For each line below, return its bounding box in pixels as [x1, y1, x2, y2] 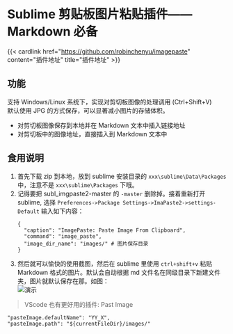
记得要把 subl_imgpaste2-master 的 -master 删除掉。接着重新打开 [17, 189, 206, 198]
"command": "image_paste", [24, 232, 102, 240]
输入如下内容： [40, 207, 84, 215]
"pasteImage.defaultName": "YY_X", [7, 314, 111, 321]
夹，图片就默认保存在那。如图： [17, 276, 109, 285]
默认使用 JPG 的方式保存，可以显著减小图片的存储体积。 [7, 106, 169, 115]
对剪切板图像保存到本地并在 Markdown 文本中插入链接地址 [17, 121, 186, 129]
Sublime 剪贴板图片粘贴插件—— [7, 6, 193, 22]
